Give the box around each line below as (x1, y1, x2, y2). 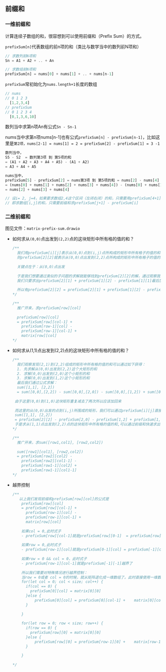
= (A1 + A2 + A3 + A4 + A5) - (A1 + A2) (5, 160, 90, 165)
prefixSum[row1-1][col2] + (21, 463, 77, 468)
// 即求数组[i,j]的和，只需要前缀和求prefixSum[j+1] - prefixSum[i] (5, 200, 139, 206)
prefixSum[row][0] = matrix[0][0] (30, 630, 101, 635)
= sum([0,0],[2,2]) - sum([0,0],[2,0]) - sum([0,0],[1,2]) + (17, 390, 146, 395)
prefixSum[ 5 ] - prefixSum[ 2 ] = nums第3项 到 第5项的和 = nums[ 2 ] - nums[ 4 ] (5, 178, 160, 183)
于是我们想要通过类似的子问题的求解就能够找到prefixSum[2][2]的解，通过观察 (17, 273, 157, 279)
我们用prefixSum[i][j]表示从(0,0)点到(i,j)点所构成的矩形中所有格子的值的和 (17, 250, 161, 255)
